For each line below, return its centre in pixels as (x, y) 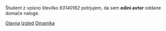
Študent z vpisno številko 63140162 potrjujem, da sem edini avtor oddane (83, 8)
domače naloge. (22, 13)
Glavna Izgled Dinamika (30, 23)
